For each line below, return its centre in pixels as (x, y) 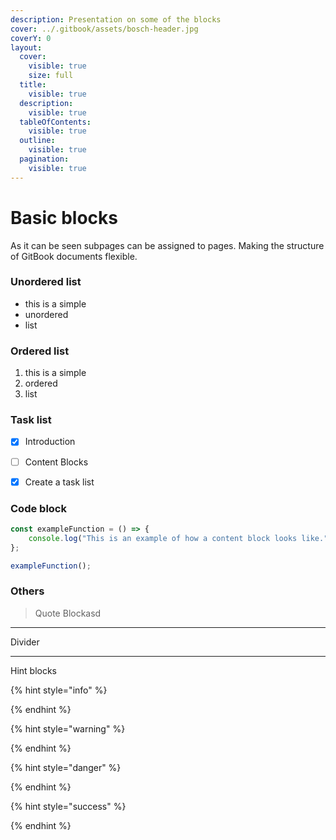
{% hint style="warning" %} (68, 728)
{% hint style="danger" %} (66, 767)
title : (33, 85)
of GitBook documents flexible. (74, 256)
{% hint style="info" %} (59, 690)
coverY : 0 (31, 38)
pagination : (44, 159)
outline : (37, 141)
